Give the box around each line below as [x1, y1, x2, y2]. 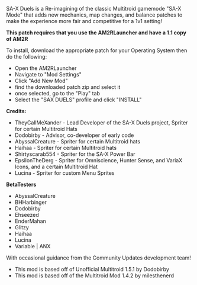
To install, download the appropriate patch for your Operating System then [6, 47, 188, 54]
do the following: [6, 53, 47, 60]
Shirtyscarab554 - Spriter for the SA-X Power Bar [14, 150, 135, 158]
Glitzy [14, 224, 30, 230]
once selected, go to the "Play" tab [14, 90, 101, 97]
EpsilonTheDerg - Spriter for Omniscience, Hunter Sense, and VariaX [14, 157, 183, 164]
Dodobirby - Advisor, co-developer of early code [14, 132, 134, 139]
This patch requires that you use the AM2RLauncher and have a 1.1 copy [6, 29, 186, 36]
